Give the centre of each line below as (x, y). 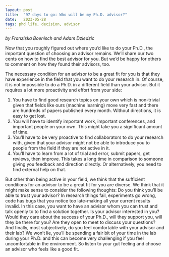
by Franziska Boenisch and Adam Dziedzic (50, 38)
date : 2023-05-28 (26, 19)
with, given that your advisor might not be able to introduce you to (81, 143)
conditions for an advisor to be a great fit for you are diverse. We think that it (85, 185)
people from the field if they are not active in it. (61, 148)
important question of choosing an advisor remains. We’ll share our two (79, 54)
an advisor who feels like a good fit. (42, 249)
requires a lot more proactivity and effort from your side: (64, 90)
